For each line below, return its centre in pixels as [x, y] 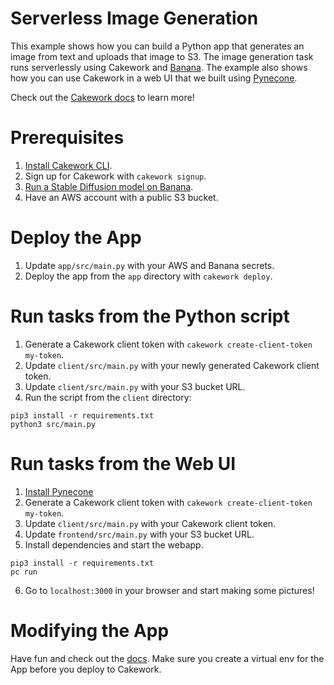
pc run [24, 572]
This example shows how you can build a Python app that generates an [157, 46]
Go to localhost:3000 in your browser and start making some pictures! [169, 590]
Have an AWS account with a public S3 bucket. [121, 197]
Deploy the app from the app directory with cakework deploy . [148, 276]
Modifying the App [90, 630]
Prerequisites [67, 138]
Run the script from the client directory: [108, 397]
